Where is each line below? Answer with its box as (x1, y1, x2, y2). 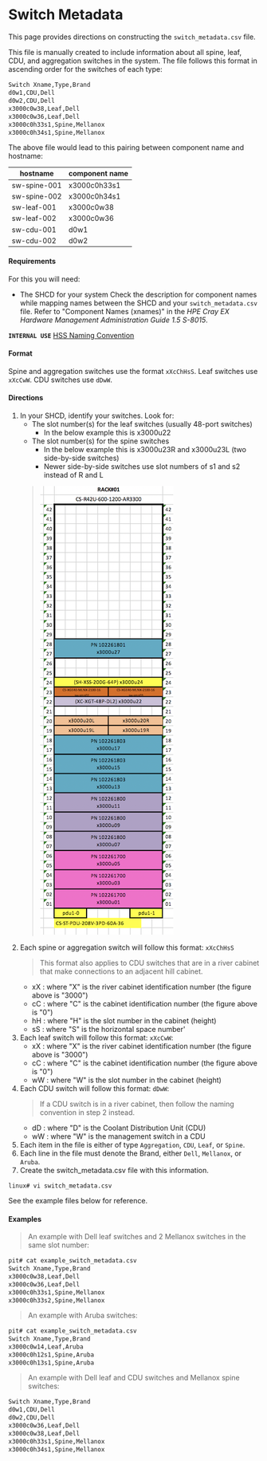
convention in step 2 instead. (39, 1108, 135, 1117)
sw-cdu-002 (11, 235, 57, 245)
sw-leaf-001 (11, 203, 57, 212)
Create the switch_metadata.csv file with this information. (19, 1166, 210, 1175)
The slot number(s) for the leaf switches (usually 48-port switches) (31, 419, 253, 429)
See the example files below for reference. (8, 1196, 148, 1206)
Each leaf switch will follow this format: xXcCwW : (19, 1033, 174, 1042)
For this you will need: (8, 274, 80, 284)
